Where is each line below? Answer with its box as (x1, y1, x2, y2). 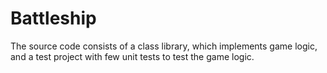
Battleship (10, 7, 97, 30)
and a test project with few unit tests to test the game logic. (10, 50, 255, 62)
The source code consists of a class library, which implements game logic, (10, 40, 318, 52)
